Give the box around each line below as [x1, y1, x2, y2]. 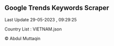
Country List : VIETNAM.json [4, 26, 62, 32]
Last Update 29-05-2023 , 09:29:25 [4, 16, 77, 22]
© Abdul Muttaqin [4, 35, 41, 41]
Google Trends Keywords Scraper [4, 4, 109, 12]
